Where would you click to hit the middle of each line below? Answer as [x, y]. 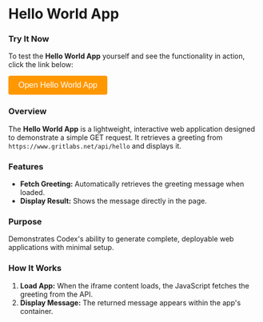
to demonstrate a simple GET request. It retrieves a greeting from [116, 137]
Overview [28, 111]
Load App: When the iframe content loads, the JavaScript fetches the [134, 285]
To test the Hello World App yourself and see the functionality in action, [127, 56]
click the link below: [41, 65]
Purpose [25, 222]
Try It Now [29, 39]
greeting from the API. [56, 294]
